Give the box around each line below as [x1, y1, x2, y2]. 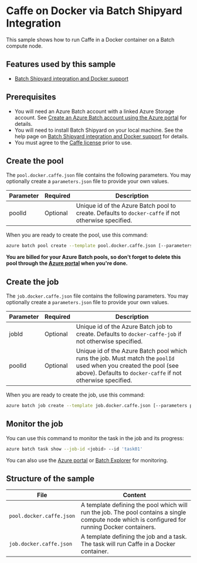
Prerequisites [6, 92, 56, 102]
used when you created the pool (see [76, 362, 179, 370]
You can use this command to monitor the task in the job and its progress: [6, 434, 185, 442]
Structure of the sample [6, 474, 95, 484]
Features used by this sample [6, 59, 116, 69]
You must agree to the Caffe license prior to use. [14, 139, 132, 146]
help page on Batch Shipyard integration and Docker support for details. [14, 132, 189, 139]
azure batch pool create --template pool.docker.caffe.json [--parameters [6, 243, 193, 249]
